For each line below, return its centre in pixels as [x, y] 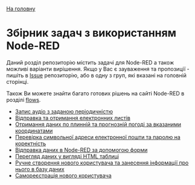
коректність [30, 143]
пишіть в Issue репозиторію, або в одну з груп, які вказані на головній [97, 75]
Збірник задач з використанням [91, 33]
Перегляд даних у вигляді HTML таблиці [67, 156]
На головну [21, 9]
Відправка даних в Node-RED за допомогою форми [81, 149]
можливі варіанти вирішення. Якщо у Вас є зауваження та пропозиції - [98, 69]
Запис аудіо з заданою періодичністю [64, 111]
